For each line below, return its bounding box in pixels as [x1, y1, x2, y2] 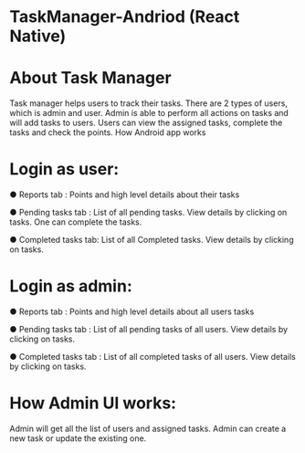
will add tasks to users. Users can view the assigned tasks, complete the [9, 117, 283, 129]
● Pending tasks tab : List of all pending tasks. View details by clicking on [9, 207, 288, 218]
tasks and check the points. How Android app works [9, 127, 206, 138]
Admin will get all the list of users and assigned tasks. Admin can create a [9, 423, 287, 434]
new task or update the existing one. [9, 432, 147, 444]
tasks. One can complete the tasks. [9, 216, 142, 227]
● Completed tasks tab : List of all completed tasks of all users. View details [9, 352, 297, 362]
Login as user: [9, 159, 120, 180]
